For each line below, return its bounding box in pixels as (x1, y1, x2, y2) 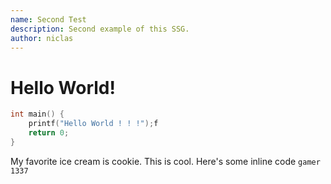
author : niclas (10, 33, 74, 43)
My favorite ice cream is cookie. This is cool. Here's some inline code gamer (10, 155, 321, 167)
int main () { (10, 109, 65, 120)
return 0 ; (28, 128, 70, 138)
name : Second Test (10, 14, 87, 25)
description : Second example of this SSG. (10, 24, 190, 34)
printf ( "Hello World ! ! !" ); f (28, 119, 159, 129)
